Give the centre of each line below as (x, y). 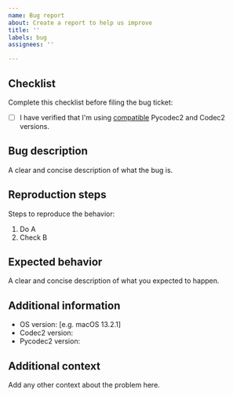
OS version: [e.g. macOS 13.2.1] (70, 325)
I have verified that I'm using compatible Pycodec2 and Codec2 (122, 117)
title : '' (24, 30)
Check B (33, 237)
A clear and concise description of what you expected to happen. (114, 281)
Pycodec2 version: (50, 341)
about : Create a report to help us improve (80, 23)
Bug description (48, 151)
